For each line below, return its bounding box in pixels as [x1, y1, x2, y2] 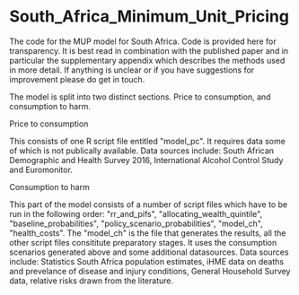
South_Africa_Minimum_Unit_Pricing [9, 6, 290, 27]
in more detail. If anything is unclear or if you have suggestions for [9, 65, 255, 75]
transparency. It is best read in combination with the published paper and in [9, 45, 289, 56]
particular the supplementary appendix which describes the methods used [9, 55, 286, 65]
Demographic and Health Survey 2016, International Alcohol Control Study [9, 154, 284, 165]
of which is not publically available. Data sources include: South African [9, 145, 275, 156]
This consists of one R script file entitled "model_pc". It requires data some [9, 135, 286, 146]
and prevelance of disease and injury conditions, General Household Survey [9, 265, 291, 276]
